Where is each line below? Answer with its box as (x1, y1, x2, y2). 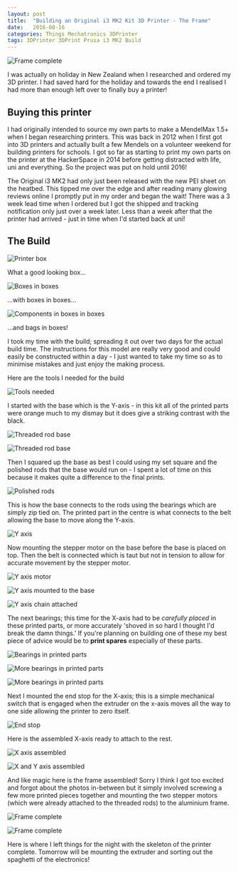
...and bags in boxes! (7, 323, 69, 331)
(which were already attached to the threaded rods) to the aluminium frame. (7, 798, 229, 807)
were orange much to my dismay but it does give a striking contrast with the (7, 408, 230, 417)
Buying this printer (7, 106, 92, 118)
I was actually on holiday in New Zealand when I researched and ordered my (7, 71, 232, 79)
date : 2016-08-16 (7, 24, 65, 31)
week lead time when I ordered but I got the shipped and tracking (7, 199, 199, 207)
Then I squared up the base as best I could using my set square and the (7, 458, 217, 466)
